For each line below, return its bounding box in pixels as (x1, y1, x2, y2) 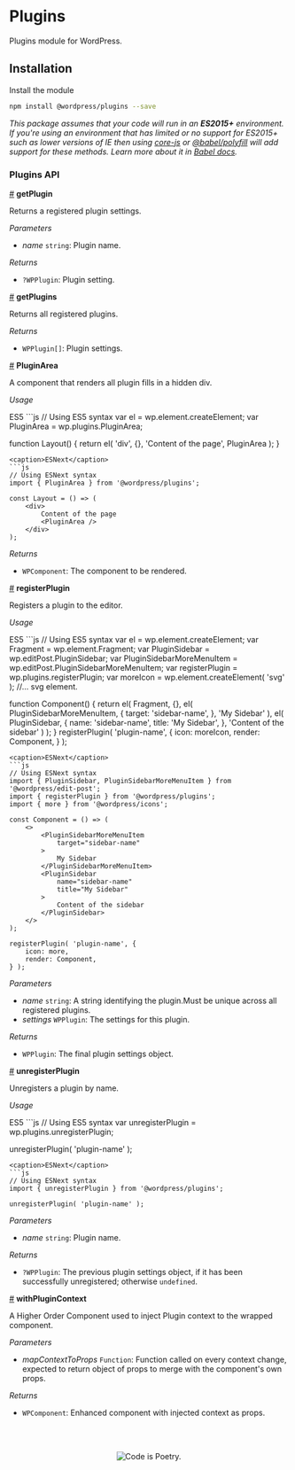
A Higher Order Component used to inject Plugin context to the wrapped (9, 1310, 273, 1321)
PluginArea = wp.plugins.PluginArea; (9, 421, 144, 432)
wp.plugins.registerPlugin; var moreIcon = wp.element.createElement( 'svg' (9, 672, 285, 682)
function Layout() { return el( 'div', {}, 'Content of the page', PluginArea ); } (9, 438, 280, 448)
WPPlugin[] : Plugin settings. (21, 343, 123, 354)
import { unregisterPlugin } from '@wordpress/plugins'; (9, 1184, 224, 1193)
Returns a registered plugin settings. (9, 206, 142, 216)
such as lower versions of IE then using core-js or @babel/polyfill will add (9, 136, 279, 147)
